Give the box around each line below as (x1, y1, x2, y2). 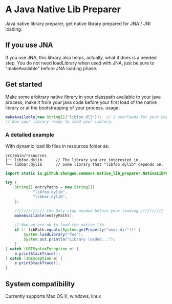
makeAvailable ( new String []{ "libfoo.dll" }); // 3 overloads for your (5, 114, 159, 120)
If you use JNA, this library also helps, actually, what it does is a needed (5, 54, 157, 60)
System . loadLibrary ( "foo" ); (24, 232, 83, 237)
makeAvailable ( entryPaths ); (14, 213, 74, 218)
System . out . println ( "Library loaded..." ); (24, 237, 116, 242)
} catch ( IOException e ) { (5, 256, 63, 261)
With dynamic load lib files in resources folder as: (5, 143, 110, 149)
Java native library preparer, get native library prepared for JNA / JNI (5, 20, 151, 27)
